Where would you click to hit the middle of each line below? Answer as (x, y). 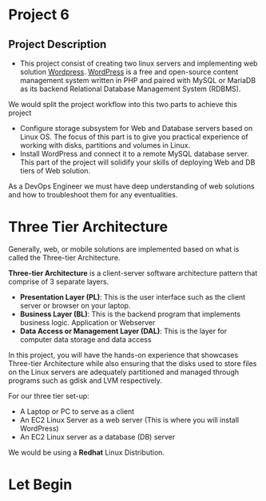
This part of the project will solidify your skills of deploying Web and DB (137, 162)
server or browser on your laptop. (75, 305)
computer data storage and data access (85, 339)
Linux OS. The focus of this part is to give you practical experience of (134, 137)
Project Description (58, 44)
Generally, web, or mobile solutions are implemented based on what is (124, 249)
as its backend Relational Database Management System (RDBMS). (130, 89)
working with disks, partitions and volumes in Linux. (105, 145)
